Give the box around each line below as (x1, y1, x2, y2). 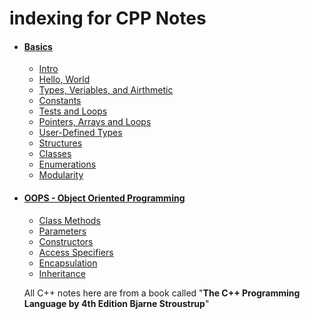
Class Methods (38, 214, 101, 226)
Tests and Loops (38, 105, 108, 117)
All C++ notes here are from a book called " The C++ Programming (23, 287, 301, 299)
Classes (38, 148, 72, 160)
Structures (38, 137, 83, 149)
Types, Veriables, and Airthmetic (38, 84, 174, 96)
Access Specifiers (38, 246, 114, 258)
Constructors (38, 235, 94, 247)
